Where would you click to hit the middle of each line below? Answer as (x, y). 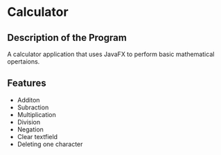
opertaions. (24, 62)
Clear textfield (37, 136)
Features (27, 83)
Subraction (33, 107)
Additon (28, 100)
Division (28, 122)
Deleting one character (50, 144)
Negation (30, 129)
